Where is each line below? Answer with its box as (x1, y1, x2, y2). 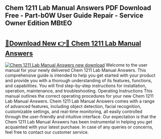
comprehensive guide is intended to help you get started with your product (5, 72, 156, 78)
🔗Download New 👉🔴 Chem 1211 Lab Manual (5, 39, 141, 48)
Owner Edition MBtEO (5, 19, 72, 27)
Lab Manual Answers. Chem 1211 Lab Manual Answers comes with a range (5, 98, 155, 104)
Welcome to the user (105, 62, 148, 68)
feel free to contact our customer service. (5, 129, 89, 135)
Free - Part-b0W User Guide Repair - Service (5, 12, 143, 20)
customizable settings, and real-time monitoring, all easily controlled (5, 109, 142, 114)
